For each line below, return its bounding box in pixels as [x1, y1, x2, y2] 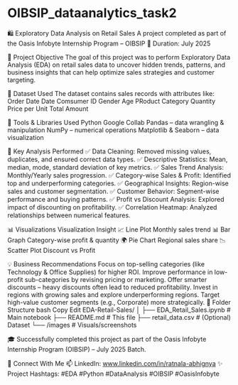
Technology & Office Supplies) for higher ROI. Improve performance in [7, 268, 213, 276]
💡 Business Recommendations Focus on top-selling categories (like [7, 259, 205, 268]
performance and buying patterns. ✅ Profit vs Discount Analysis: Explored [7, 195, 225, 203]
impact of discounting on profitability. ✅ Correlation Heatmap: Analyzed [7, 202, 217, 211]
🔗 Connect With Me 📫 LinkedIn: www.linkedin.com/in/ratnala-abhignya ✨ [7, 359, 223, 367]
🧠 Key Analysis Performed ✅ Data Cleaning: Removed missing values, [7, 147, 212, 156]
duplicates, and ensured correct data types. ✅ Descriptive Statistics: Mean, [7, 155, 228, 163]
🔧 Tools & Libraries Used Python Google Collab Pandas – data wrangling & [7, 118, 225, 126]
